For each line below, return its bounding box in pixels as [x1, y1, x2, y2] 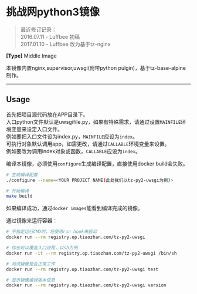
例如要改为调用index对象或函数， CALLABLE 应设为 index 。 [6, 147, 141, 154]
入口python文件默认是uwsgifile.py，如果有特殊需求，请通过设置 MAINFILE [6, 118, 181, 125]
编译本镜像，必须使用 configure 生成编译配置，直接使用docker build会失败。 [6, 160, 189, 167]
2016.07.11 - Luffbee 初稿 [20, 33, 80, 40]
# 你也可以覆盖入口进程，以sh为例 [6, 245, 78, 251]
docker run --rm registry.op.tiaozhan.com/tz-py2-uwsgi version [6, 282, 167, 288]
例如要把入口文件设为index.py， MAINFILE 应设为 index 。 [6, 133, 138, 140]
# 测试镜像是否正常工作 [6, 261, 56, 267]
